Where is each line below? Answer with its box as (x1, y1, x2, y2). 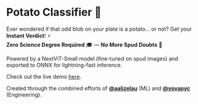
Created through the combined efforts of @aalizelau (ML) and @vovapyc (6, 84, 191, 92)
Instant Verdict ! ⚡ (6, 32, 51, 39)
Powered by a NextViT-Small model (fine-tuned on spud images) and (6, 55, 179, 62)
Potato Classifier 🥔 (6, 5, 102, 19)
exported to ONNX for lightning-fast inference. (6, 61, 122, 69)
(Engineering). (6, 91, 42, 98)
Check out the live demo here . (6, 73, 82, 80)
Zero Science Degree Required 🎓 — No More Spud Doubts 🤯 (6, 41, 162, 48)
